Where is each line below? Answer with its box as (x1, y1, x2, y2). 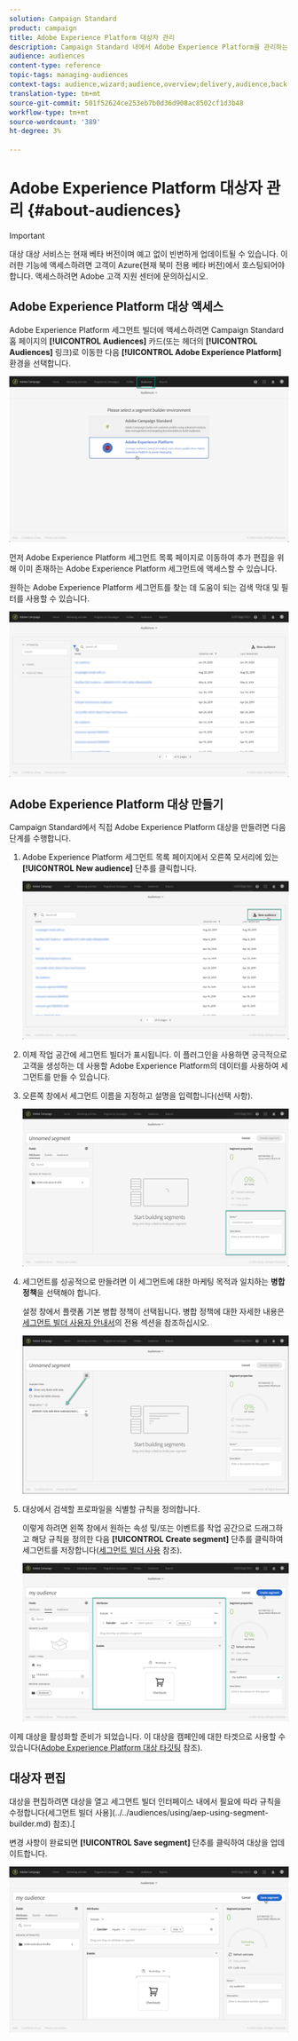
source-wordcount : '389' (9, 117, 101, 126)
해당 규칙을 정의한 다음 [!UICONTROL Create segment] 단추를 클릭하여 (31, 1534, 284, 1545)
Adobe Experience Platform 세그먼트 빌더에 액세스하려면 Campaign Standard (9, 324, 284, 335)
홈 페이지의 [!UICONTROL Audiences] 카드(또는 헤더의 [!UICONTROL (9, 336, 258, 346)
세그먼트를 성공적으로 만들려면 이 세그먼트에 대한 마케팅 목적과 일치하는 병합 (21, 1277, 286, 1287)
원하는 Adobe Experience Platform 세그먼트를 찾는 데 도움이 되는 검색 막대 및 (9, 581, 279, 592)
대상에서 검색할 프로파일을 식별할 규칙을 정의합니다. (21, 1504, 200, 1515)
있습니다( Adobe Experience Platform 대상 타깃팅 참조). (9, 1743, 203, 1753)
